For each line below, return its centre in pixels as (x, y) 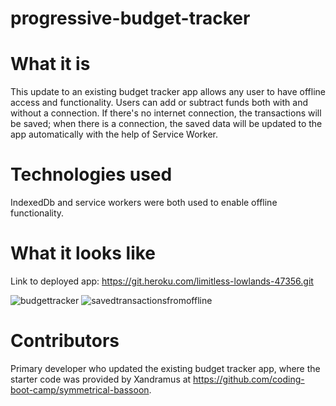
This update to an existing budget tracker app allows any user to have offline (168, 92)
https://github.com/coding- (249, 379)
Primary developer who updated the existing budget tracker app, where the (165, 368)
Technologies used (91, 174)
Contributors (65, 341)
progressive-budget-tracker (130, 18)
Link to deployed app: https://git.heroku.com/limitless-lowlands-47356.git (162, 281)
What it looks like (83, 253)
